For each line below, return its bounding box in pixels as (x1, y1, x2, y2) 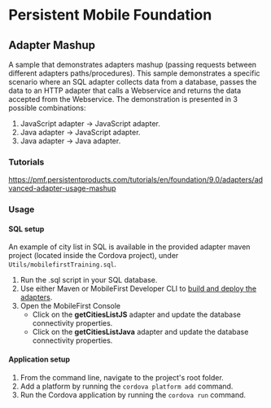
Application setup (8, 354, 71, 364)
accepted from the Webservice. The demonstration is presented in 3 (8, 94, 238, 103)
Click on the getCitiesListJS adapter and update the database (32, 309, 242, 319)
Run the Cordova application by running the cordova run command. (20, 389, 247, 400)
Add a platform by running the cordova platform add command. (20, 381, 234, 391)
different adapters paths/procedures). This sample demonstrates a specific (8, 68, 260, 78)
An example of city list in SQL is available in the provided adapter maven (8, 242, 251, 252)
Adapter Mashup (8, 38, 96, 52)
